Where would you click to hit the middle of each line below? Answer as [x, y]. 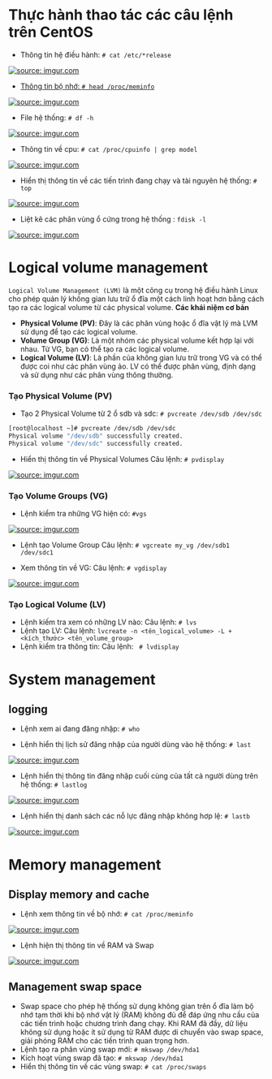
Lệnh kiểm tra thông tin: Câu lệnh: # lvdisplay [99, 646]
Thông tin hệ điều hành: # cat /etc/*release [96, 54]
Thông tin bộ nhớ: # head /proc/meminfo [87, 86]
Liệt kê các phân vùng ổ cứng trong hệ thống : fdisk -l [113, 219]
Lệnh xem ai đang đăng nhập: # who [80, 729]
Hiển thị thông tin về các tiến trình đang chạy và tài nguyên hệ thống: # [138, 180]
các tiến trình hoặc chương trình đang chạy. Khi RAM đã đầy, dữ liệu [134, 1024]
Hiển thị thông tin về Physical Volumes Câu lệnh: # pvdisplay [122, 459]
